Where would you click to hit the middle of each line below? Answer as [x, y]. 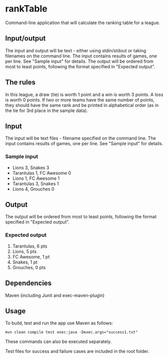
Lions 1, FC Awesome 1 [36, 178]
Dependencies [28, 283]
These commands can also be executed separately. [58, 341]
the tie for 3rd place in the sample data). [47, 110]
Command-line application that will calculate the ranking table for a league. [83, 23]
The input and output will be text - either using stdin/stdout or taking [76, 50]
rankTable [26, 9]
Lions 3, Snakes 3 [31, 167]
